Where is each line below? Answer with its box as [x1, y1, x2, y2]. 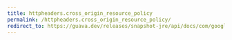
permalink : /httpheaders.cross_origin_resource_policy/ [7, 16, 171, 23]
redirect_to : [7, 22, 45, 29]
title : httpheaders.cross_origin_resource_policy [7, 9, 153, 17]
